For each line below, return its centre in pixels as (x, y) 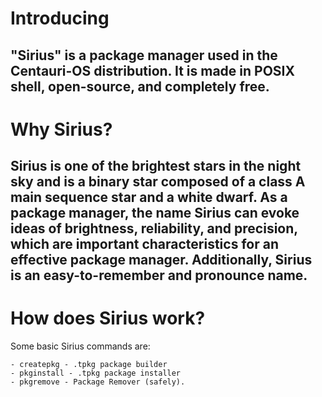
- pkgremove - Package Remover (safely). (98, 382)
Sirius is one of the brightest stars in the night (156, 166)
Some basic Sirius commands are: (80, 346)
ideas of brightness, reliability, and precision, (154, 228)
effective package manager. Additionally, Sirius (161, 260)
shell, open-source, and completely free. (140, 86)
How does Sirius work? (108, 318)
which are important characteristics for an (144, 244)
